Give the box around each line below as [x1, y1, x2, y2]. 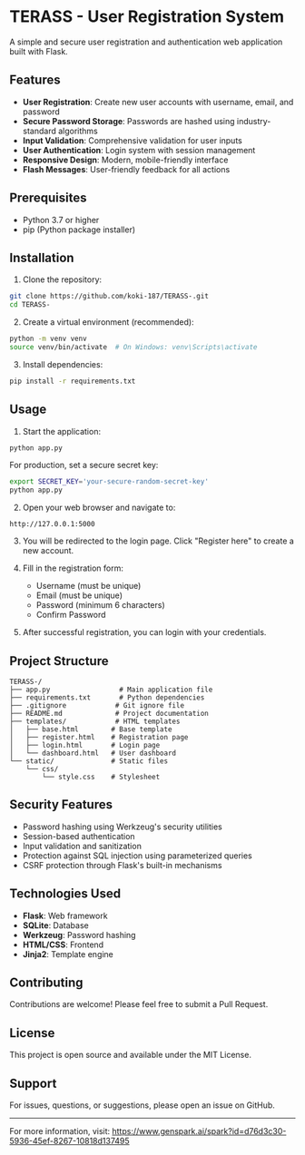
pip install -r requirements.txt [9, 377, 136, 386]
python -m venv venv [9, 334, 88, 344]
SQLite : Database [22, 919, 89, 931]
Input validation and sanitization [22, 840, 143, 851]
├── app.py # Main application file [9, 685, 213, 694]
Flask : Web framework [22, 910, 108, 921]
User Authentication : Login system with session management [22, 144, 256, 155]
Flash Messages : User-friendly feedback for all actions [22, 163, 231, 174]
